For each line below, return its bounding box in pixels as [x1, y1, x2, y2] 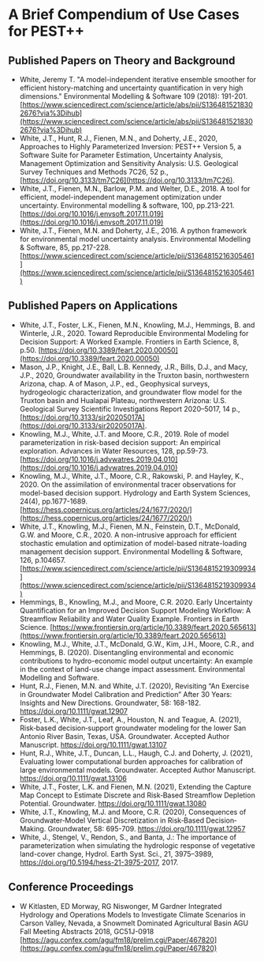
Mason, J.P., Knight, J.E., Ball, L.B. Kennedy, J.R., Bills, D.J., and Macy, [19, 362, 248, 371]
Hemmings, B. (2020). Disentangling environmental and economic [19, 647, 235, 657]
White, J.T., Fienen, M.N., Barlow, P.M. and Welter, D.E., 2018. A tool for [19, 184, 251, 193]
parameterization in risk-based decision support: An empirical [19, 437, 221, 447]
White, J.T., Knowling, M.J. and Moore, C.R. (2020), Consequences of [19, 807, 247, 816]
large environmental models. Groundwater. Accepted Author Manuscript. [19, 765, 256, 774]
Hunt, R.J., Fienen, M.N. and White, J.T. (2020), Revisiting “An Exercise [19, 681, 250, 691]
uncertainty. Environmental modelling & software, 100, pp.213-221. [19, 201, 235, 210]
